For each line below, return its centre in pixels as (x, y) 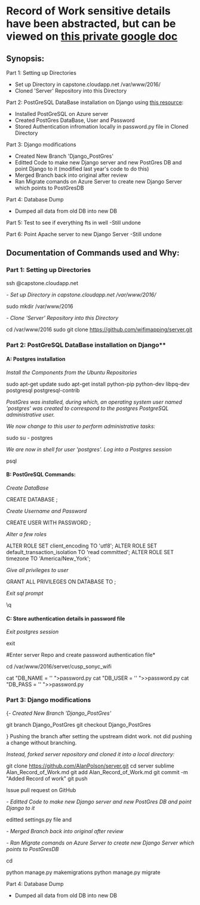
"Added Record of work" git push (47, 778)
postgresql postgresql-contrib (43, 390)
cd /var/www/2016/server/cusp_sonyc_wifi (59, 666)
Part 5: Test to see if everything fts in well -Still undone (74, 223)
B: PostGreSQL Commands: (41, 475)
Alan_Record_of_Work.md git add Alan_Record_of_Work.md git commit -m (97, 772)
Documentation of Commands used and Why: (93, 253)
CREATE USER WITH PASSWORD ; (49, 523)
